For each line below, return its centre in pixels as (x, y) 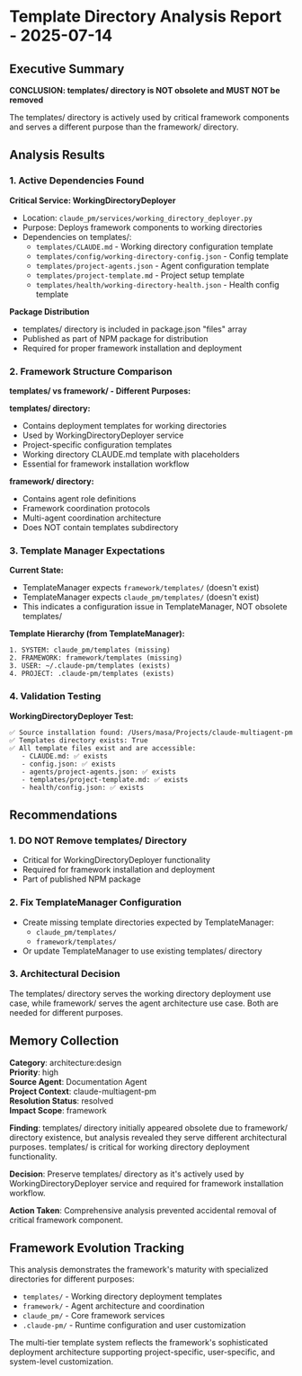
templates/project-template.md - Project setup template (140, 275)
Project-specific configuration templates (97, 444)
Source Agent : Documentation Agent (78, 1081)
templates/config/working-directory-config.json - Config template (162, 256)
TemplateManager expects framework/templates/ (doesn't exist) (141, 588)
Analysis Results (57, 155)
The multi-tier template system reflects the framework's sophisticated (138, 1343)
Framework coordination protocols (86, 508)
